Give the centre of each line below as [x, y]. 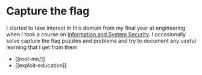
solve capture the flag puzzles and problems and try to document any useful [101, 41]
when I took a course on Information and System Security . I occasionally [96, 34]
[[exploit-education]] [41, 65]
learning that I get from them [42, 47]
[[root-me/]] [30, 59]
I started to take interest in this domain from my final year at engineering [96, 28]
